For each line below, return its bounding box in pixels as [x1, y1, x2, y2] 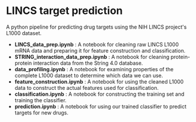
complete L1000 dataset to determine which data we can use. [14, 72, 163, 79]
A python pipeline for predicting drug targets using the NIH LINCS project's [6, 23, 187, 30]
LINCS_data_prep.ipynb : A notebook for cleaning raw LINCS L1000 [14, 41, 179, 48]
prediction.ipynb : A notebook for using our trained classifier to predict [14, 103, 187, 110]
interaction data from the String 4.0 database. [33, 60, 143, 67]
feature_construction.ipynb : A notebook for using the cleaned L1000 [14, 78, 184, 85]
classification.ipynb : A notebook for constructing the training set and [14, 90, 185, 97]
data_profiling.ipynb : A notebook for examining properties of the [14, 65, 174, 72]
